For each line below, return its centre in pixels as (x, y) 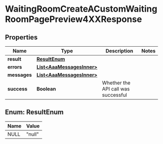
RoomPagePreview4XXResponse (73, 19)
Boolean (46, 89)
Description (119, 51)
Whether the (116, 83)
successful (114, 95)
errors (15, 67)
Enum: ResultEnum (34, 112)
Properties (21, 37)
